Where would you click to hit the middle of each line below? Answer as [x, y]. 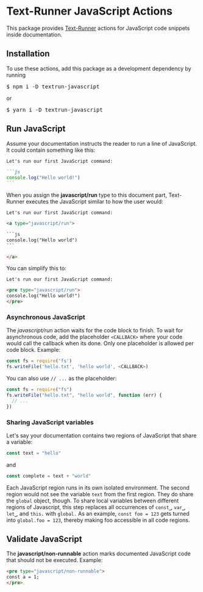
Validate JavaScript [44, 539]
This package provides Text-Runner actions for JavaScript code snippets [98, 28]
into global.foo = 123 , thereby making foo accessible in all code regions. [98, 520]
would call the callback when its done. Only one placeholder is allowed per [100, 343]
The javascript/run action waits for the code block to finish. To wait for [95, 330]
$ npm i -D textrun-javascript [53, 86]
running [16, 75]
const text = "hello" [34, 453]
